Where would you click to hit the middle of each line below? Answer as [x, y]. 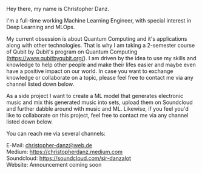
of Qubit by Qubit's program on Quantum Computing [72, 52]
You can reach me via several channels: [56, 134]
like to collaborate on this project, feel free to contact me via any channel [97, 115]
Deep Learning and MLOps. [41, 27]
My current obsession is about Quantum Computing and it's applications [97, 39]
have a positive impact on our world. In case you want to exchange [90, 71]
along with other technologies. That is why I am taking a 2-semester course [101, 45]
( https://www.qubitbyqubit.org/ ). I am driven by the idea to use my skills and [101, 58]
